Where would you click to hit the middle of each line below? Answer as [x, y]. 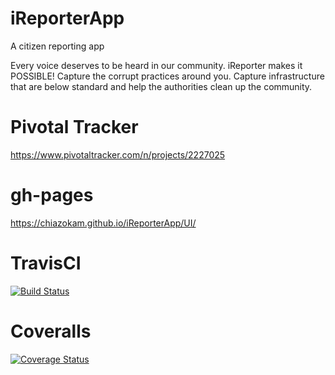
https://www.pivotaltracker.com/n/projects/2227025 [118, 154]
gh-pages [52, 195]
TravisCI [46, 263]
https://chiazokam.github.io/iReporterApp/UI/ [103, 223]
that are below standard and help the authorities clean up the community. [161, 86]
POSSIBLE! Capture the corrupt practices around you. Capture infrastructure [167, 76]
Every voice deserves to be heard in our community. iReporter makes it [156, 65]
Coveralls [51, 331]
